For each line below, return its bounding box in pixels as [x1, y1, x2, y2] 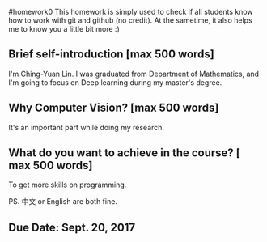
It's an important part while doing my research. [8, 122, 164, 132]
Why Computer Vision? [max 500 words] [8, 101, 219, 115]
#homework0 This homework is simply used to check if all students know [8, 7, 253, 16]
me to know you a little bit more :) [8, 24, 120, 33]
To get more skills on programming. [8, 180, 127, 189]
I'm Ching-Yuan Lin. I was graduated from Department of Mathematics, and [8, 69, 260, 79]
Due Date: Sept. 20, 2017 [8, 220, 136, 234]
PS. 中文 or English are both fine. [8, 197, 117, 206]
